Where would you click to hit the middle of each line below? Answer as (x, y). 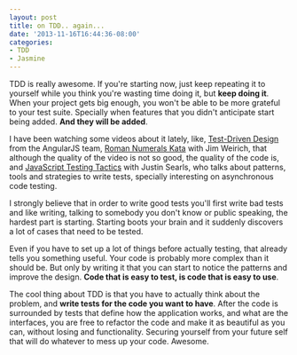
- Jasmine (27, 59)
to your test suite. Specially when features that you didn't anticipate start (142, 112)
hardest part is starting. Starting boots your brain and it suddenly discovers (146, 222)
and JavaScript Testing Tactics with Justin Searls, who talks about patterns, (148, 167)
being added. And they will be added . (78, 122)
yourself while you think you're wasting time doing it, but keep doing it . (139, 93)
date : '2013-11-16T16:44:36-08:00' (75, 34)
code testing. (33, 186)
